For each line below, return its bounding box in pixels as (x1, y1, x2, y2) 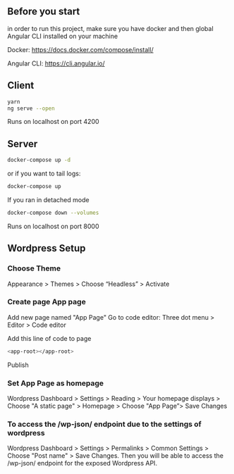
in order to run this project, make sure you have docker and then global (7, 24, 214, 32)
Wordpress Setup (7, 242, 86, 254)
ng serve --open (7, 105, 55, 112)
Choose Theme (7, 263, 61, 273)
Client (7, 80, 35, 92)
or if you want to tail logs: (7, 169, 81, 178)
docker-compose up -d (7, 156, 71, 164)
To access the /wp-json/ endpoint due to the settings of (7, 419, 202, 429)
